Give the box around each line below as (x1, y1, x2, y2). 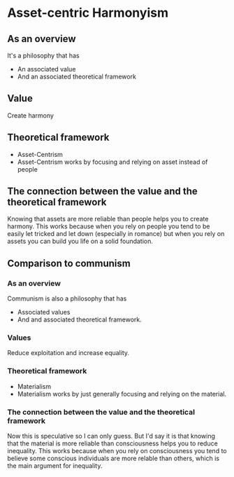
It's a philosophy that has (7, 51, 80, 60)
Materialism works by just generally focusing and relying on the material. (17, 389, 227, 398)
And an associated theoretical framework (17, 72, 136, 81)
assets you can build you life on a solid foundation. (7, 237, 154, 246)
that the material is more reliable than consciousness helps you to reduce (7, 439, 218, 448)
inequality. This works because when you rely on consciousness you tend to (7, 447, 227, 455)
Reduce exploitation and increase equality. (7, 349, 130, 357)
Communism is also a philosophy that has (7, 294, 127, 303)
